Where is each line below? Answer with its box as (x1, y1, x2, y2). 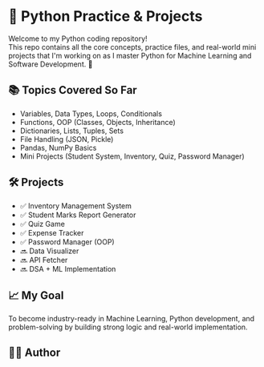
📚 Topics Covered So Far (8, 83, 138, 97)
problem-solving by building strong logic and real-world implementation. (8, 322, 248, 332)
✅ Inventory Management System (19, 200, 132, 211)
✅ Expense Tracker (19, 228, 84, 237)
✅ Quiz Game (19, 219, 66, 228)
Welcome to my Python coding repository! (8, 34, 148, 43)
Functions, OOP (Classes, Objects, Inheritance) (19, 117, 177, 127)
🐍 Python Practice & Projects (8, 7, 203, 26)
